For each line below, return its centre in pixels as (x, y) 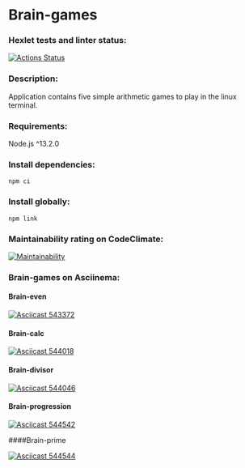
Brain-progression (40, 406)
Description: (33, 79)
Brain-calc (26, 333)
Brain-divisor (31, 369)
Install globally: (39, 202)
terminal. (23, 105)
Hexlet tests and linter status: (68, 40)
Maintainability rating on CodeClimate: (86, 239)
